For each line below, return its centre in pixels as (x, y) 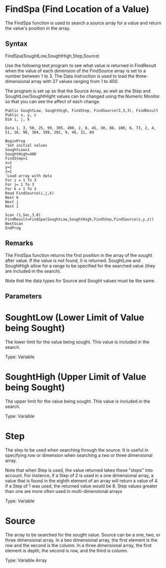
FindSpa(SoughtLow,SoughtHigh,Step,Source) (53, 56)
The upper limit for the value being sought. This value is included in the (78, 401)
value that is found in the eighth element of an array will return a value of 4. (82, 481)
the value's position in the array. (38, 28)
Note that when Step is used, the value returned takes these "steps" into (79, 470)
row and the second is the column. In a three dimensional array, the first (79, 545)
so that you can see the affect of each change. (53, 101)
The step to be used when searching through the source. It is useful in (77, 450)
